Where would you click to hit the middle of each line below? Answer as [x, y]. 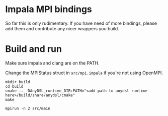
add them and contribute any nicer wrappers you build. [62, 28]
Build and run [33, 49]
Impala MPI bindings [49, 9]
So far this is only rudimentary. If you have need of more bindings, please [81, 23]
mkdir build [18, 82]
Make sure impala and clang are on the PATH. [52, 63]
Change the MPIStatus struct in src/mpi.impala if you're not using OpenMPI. [84, 73]
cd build [14, 86]
